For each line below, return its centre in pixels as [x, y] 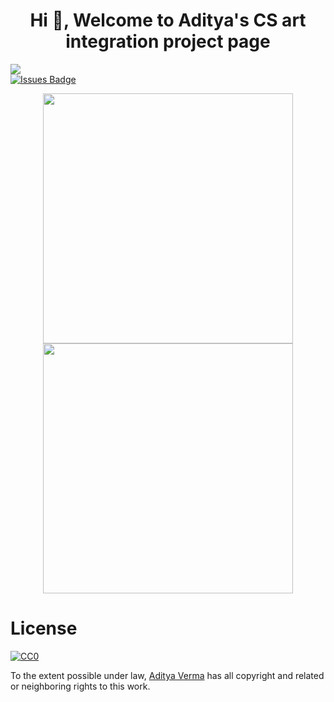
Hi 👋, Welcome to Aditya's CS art [168, 20]
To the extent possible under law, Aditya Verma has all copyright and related [167, 675]
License [44, 628]
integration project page [168, 41]
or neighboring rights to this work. [80, 686]
